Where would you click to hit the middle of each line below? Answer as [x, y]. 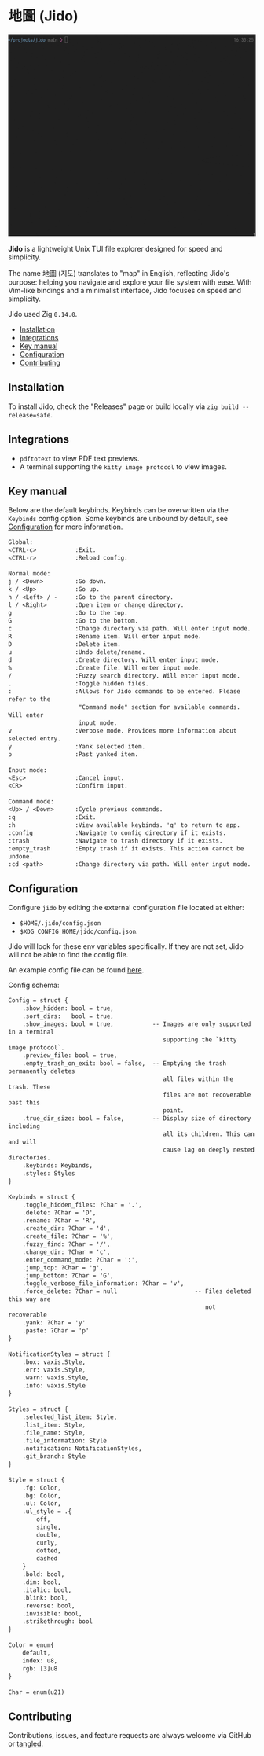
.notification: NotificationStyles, [82, 1449]
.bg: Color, [42, 1496]
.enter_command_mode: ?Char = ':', [81, 1260]
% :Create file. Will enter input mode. [105, 668]
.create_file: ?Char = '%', [68, 1236]
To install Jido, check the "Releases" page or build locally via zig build [124, 406]
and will [22, 1142]
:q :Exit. [52, 817]
